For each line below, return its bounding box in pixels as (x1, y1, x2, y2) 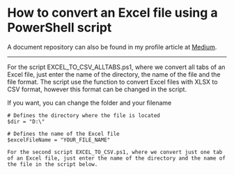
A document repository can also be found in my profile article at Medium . (7, 43, 217, 51)
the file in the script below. (7, 160, 98, 168)
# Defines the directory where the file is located (7, 112, 160, 119)
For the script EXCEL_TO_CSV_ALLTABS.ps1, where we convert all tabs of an (7, 63, 226, 71)
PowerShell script (7, 20, 112, 36)
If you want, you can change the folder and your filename (7, 98, 172, 107)
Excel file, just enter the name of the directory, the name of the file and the (7, 70, 221, 78)
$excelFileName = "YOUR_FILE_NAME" (7, 136, 111, 144)
